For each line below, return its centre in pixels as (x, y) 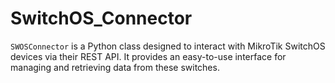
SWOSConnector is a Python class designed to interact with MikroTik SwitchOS (168, 46)
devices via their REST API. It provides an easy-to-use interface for (148, 56)
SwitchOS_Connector (101, 18)
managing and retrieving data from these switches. (115, 67)
